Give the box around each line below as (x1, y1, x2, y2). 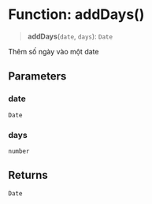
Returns (8, 169, 49, 182)
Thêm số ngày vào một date (8, 46, 99, 56)
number (8, 147, 30, 155)
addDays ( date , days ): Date (27, 32, 113, 41)
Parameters (8, 69, 67, 83)
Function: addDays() (8, 6, 145, 24)
